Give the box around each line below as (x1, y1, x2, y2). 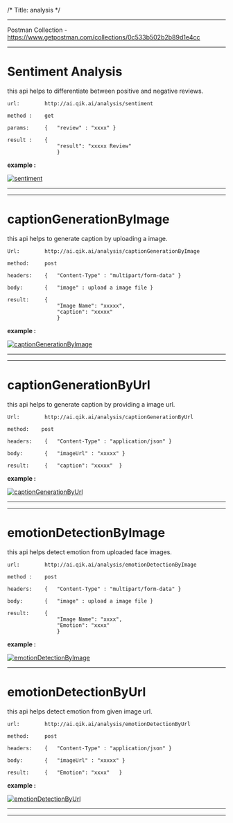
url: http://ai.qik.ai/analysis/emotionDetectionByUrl (7, 720, 191, 727)
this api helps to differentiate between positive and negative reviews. (7, 87, 204, 95)
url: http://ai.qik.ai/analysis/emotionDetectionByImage (7, 561, 197, 568)
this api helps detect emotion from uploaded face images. (7, 547, 172, 556)
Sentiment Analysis (7, 64, 123, 80)
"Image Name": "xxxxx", (56, 302, 126, 309)
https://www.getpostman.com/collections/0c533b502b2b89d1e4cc (7, 33, 200, 41)
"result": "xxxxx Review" (56, 142, 132, 150)
